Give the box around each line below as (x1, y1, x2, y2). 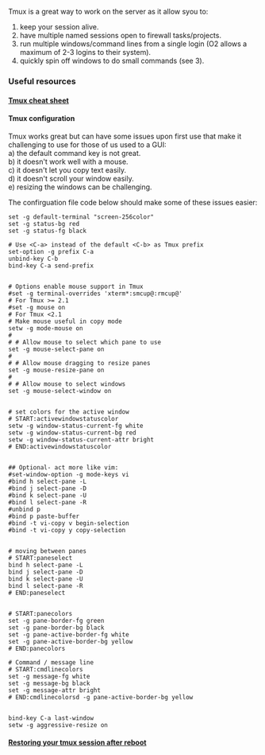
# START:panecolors (8, 609, 73, 617)
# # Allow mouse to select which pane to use (8, 338, 161, 346)
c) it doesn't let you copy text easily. (8, 165, 127, 174)
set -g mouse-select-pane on (8, 345, 105, 353)
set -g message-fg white (8, 672, 90, 680)
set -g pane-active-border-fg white (8, 630, 129, 639)
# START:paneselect (8, 554, 73, 562)
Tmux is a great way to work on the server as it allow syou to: (8, 7, 209, 16)
